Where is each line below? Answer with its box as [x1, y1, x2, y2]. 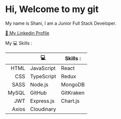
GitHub [30, 89, 47, 96]
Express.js [30, 97, 54, 104]
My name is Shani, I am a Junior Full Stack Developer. [5, 20, 117, 26]
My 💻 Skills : [5, 40, 33, 46]
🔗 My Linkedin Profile [5, 30, 49, 36]
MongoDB [61, 81, 85, 88]
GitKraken [61, 89, 85, 96]
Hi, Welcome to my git [5, 4, 99, 15]
